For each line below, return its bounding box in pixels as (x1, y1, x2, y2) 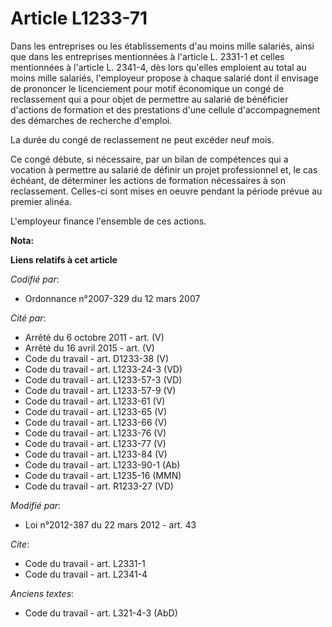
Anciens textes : (10, 587, 75, 599)
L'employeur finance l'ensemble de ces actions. (10, 215, 207, 227)
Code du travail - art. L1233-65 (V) (24, 405, 168, 417)
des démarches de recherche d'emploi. (10, 114, 173, 126)
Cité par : (10, 312, 47, 324)
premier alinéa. (10, 195, 72, 207)
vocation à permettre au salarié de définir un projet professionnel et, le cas (10, 163, 318, 176)
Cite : (10, 538, 30, 550)
